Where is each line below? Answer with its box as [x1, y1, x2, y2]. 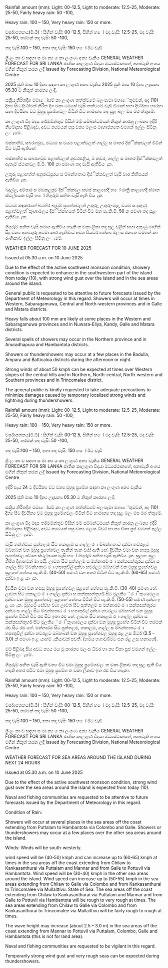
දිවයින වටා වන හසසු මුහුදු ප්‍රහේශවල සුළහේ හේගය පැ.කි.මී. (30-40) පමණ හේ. [5, 585, 158, 591]
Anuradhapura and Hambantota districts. [5, 342, 89, 348]
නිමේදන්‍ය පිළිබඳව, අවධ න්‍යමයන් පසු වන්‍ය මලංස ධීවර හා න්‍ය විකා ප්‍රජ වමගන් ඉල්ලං [5, 526, 162, 531]
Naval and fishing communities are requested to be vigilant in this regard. [5, 943, 156, 949]
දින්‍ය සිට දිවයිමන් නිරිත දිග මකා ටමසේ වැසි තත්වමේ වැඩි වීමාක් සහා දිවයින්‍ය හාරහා [5, 103, 163, 108]
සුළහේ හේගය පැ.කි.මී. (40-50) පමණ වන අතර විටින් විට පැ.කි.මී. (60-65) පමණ [5, 569, 160, 575]
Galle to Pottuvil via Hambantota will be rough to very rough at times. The [5, 897, 156, 903]
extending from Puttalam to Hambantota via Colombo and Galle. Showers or [5, 825, 161, 830]
